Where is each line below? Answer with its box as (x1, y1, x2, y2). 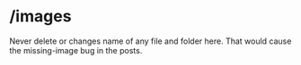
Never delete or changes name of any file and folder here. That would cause (9, 36, 292, 46)
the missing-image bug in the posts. (9, 45, 143, 55)
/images (9, 6, 72, 27)
